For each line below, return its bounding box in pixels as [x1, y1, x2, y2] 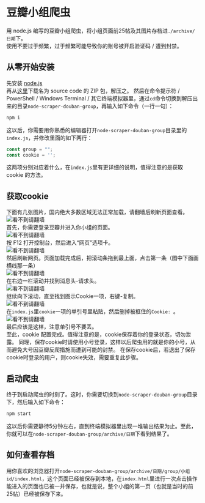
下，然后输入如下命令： [6, 398, 65, 406]
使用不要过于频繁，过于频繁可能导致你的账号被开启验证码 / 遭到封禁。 [6, 42, 182, 50]
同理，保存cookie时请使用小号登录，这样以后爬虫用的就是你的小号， [18, 338, 190, 346]
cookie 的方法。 [6, 171, 46, 179]
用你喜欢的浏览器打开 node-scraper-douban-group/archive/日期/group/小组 [6, 467, 190, 474]
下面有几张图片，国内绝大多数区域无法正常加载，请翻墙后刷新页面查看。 [6, 209, 188, 216]
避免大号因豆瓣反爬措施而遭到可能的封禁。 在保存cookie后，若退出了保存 [11, 346, 196, 354]
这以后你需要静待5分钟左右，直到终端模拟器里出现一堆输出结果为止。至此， [6, 422, 197, 430]
